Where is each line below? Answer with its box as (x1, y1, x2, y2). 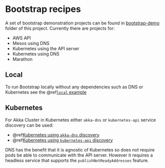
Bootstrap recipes (5, 3, 81, 15)
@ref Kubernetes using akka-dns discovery (12, 132, 100, 138)
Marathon (12, 56, 32, 62)
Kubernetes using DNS (12, 51, 60, 57)
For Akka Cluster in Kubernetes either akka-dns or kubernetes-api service (5, 117, 156, 123)
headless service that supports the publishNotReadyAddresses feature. (5, 157, 149, 163)
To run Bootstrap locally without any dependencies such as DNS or (5, 84, 143, 90)
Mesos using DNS (12, 40, 50, 46)
